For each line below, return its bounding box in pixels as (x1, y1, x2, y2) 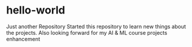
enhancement (6, 35, 41, 42)
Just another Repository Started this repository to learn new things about (6, 23, 187, 30)
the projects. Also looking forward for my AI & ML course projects (6, 29, 167, 36)
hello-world (6, 4, 66, 17)
